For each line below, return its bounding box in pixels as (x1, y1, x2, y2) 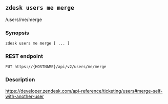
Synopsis (5, 29, 29, 36)
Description (5, 76, 35, 84)
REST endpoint (5, 53, 44, 60)
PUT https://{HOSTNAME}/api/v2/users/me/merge (5, 64, 107, 70)
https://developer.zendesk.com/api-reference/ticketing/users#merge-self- (5, 88, 163, 94)
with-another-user (5, 93, 44, 99)
